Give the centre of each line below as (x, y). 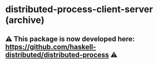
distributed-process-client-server (79, 9)
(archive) (25, 20)
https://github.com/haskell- (51, 47)
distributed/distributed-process (57, 55)
